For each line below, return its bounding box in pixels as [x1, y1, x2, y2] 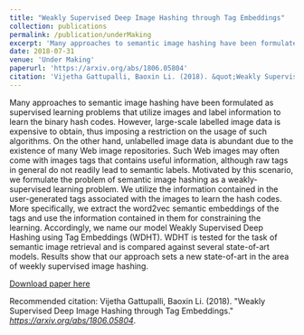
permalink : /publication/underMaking [9, 30, 152, 39]
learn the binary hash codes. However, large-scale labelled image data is [9, 116, 281, 127]
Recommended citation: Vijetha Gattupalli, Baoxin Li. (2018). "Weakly [9, 295, 266, 306]
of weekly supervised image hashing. [9, 260, 149, 272]
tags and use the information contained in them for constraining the [9, 212, 261, 223]
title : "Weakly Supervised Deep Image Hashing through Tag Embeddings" [9, 13, 285, 23]
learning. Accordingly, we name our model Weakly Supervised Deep [9, 222, 264, 233]
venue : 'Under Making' [9, 55, 95, 64]
